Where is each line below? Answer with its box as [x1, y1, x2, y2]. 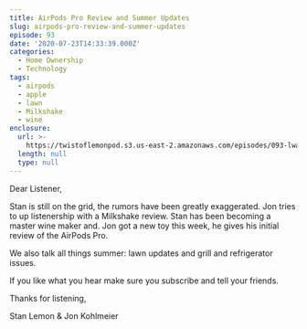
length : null [17, 149, 68, 158]
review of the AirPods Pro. [9, 229, 109, 240]
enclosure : [9, 124, 51, 133]
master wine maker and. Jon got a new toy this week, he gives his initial [9, 220, 280, 231]
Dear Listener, [9, 183, 62, 194]
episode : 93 [9, 30, 55, 39]
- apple [17, 90, 48, 99]
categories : [9, 48, 55, 57]
